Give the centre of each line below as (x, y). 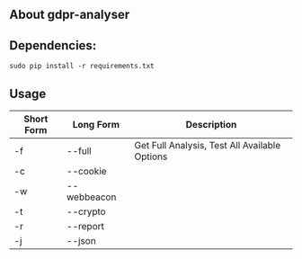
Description (211, 125)
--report (85, 227)
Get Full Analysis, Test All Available (208, 146)
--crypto (86, 212)
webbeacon (91, 197)
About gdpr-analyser (70, 15)
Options (151, 156)
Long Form (96, 125)
